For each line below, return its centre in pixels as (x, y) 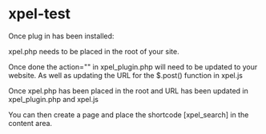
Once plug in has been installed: (61, 36)
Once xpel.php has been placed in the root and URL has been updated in (128, 91)
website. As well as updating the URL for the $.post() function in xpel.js (125, 75)
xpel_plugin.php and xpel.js (53, 99)
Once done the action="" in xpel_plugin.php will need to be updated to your (133, 67)
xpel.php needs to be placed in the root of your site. (94, 51)
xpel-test (39, 14)
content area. (30, 123)
